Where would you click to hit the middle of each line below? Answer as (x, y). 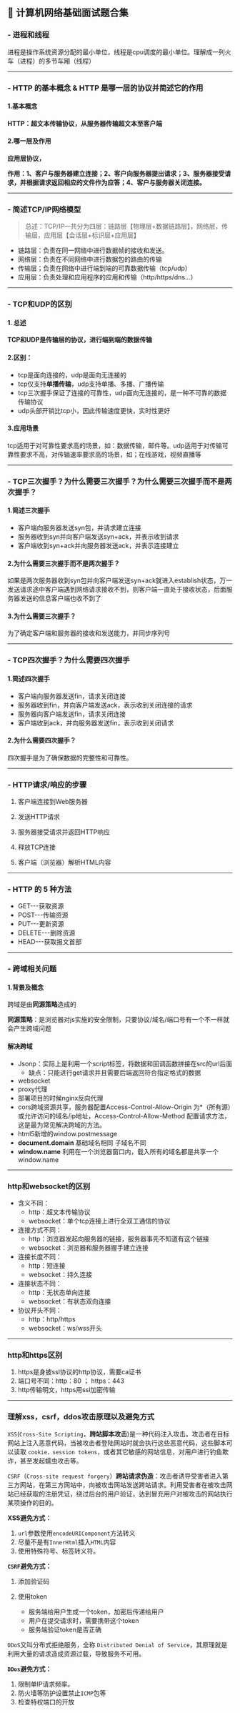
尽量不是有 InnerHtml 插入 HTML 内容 (67, 1541)
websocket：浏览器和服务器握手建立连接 (88, 1247)
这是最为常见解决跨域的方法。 (61, 1125)
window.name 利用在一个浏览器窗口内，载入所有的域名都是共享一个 (118, 1151)
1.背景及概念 (26, 987)
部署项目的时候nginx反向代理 (60, 1098)
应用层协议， (26, 159)
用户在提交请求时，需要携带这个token (84, 1620)
